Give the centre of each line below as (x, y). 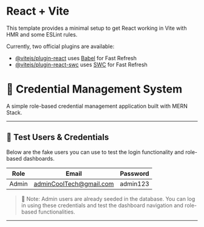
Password (135, 173)
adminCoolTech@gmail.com (74, 184)
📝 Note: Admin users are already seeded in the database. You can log (108, 198)
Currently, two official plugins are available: (60, 46)
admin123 (135, 184)
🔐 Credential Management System (94, 89)
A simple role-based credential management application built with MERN (97, 106)
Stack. (14, 112)
